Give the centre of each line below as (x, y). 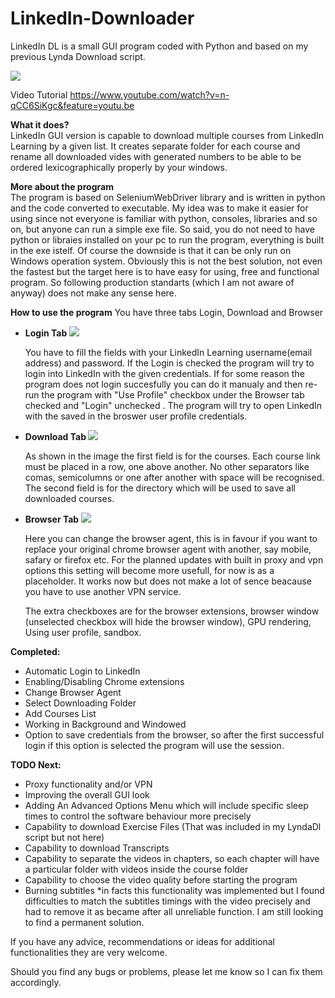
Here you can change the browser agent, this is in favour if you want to (171, 538)
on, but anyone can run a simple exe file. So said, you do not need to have (162, 229)
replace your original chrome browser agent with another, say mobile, (168, 549)
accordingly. (36, 982)
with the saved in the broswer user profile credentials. (136, 416)
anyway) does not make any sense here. (93, 293)
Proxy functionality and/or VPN (88, 784)
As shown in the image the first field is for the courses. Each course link (172, 456)
